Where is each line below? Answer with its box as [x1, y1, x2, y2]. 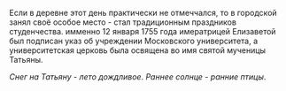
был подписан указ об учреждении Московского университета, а [9, 35, 259, 46]
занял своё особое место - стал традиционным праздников [9, 17, 237, 27]
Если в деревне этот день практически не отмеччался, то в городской [9, 8, 277, 18]
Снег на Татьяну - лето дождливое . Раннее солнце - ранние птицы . [9, 72, 267, 82]
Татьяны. [9, 55, 43, 64]
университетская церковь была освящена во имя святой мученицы [9, 45, 267, 56]
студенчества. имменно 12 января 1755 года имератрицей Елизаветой [9, 27, 276, 36]
